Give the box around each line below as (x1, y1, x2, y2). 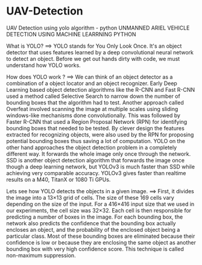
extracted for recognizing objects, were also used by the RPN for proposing (6, 131, 194, 138)
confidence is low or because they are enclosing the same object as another (6, 238, 197, 246)
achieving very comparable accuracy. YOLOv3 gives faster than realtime (6, 169, 186, 176)
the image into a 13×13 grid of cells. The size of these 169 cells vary (6, 194, 175, 201)
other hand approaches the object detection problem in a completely (6, 144, 177, 151)
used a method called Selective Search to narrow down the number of (6, 92, 181, 100)
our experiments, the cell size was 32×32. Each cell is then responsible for (6, 206, 192, 214)
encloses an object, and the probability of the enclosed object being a (6, 226, 180, 233)
